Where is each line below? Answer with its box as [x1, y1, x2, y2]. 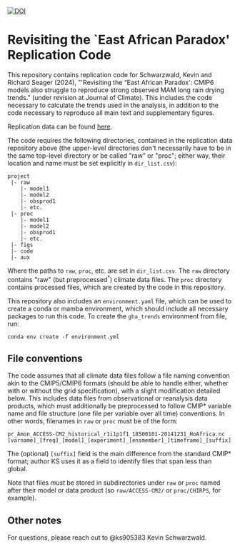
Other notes [7, 514, 62, 526]
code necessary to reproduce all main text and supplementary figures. [7, 108, 215, 117]
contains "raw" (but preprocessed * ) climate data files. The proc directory [7, 273, 222, 283]
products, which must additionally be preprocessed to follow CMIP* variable [7, 402, 232, 411]
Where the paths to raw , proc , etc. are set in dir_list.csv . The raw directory [7, 266, 230, 275]
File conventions [7, 352, 84, 364]
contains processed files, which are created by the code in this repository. [7, 283, 226, 291]
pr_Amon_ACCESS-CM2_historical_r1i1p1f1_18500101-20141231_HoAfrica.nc [7, 430, 225, 438]
